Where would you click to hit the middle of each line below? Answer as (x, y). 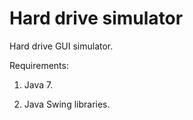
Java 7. (38, 84)
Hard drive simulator (96, 18)
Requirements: (39, 65)
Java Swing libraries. (67, 104)
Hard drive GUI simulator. (61, 46)
